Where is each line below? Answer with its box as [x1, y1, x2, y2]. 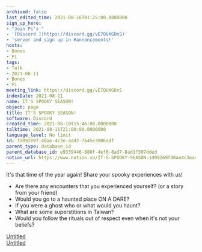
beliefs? [14, 221, 35, 228]
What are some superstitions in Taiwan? [14, 209, 114, 216]
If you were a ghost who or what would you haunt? [14, 202, 141, 209]
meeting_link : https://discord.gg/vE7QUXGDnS [6, 87, 122, 93]
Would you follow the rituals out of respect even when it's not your [14, 215, 180, 222]
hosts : [6, 43, 23, 49]
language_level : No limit [6, 132, 71, 139]
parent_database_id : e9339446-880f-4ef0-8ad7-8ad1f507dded [6, 149, 158, 155]
